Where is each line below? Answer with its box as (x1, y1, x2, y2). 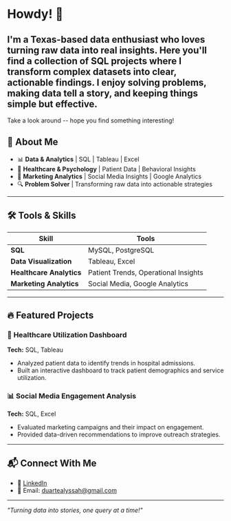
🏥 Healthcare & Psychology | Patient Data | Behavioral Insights (16, 164, 196, 173)
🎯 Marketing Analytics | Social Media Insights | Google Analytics (16, 172, 201, 180)
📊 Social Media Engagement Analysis (7, 392, 136, 401)
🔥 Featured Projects (7, 310, 94, 321)
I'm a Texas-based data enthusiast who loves (7, 34, 206, 45)
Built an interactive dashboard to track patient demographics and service (16, 366, 224, 374)
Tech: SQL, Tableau (7, 345, 64, 354)
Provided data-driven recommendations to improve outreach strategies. (16, 430, 221, 438)
